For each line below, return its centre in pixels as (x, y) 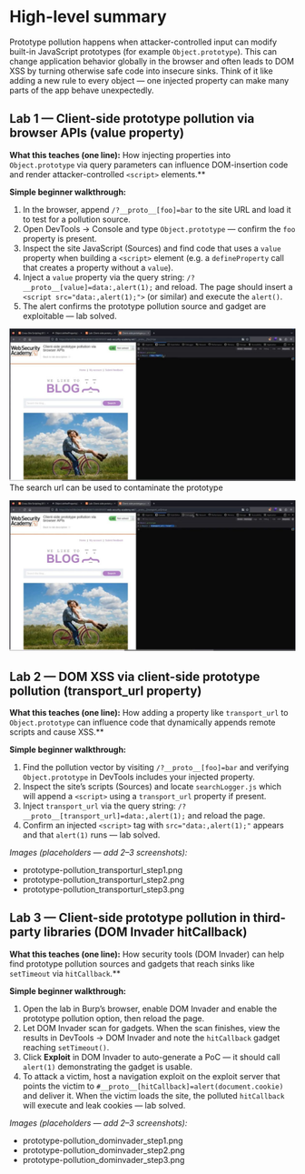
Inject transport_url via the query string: (99, 806)
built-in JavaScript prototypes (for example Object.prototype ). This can (143, 51)
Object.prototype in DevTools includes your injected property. (139, 777)
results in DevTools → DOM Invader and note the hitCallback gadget (151, 1038)
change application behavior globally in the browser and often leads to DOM (152, 61)
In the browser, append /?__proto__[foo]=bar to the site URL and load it (157, 209)
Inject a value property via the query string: (103, 277)
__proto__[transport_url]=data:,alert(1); (104, 817)
